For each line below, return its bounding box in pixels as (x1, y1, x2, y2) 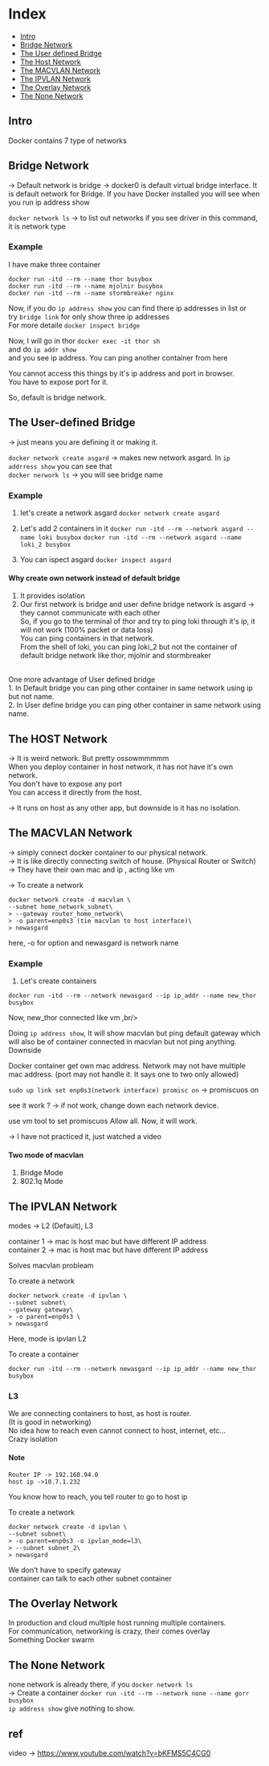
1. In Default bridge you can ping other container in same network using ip (8, 683, 253, 693)
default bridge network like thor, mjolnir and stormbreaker (19, 651, 211, 661)
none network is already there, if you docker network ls (8, 1679, 194, 1690)
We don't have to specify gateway (8, 1565, 121, 1574)
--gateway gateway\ (8, 1306, 74, 1314)
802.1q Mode (19, 1177, 63, 1186)
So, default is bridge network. (8, 393, 107, 402)
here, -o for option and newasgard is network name (8, 938, 179, 947)
